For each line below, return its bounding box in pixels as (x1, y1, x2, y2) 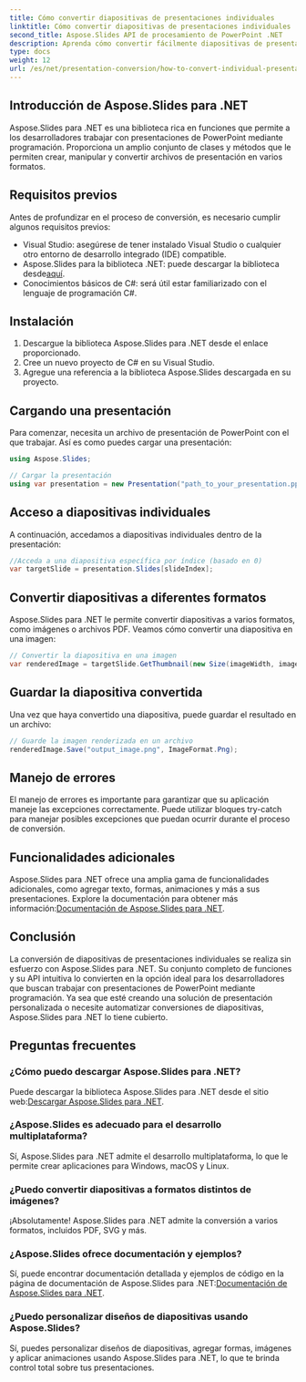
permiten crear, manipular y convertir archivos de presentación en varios (9, 151, 283, 162)
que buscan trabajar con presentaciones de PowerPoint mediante (9, 982, 256, 994)
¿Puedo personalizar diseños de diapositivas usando (9, 1310, 249, 1323)
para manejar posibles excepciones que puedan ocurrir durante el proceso (9, 813, 291, 825)
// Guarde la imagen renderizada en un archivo (9, 736, 194, 746)
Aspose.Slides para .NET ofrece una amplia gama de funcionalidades (9, 874, 270, 885)
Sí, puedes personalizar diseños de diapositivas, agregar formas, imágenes (9, 1342, 292, 1354)
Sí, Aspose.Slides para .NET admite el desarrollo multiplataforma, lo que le (9, 1150, 289, 1161)
